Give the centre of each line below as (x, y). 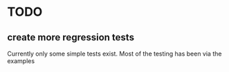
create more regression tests (71, 37)
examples (21, 61)
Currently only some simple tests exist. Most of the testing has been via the (114, 53)
